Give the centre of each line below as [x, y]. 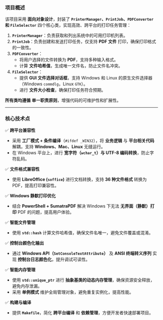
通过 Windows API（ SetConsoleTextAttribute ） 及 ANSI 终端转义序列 [82, 253]
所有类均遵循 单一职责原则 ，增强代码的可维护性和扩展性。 [63, 100]
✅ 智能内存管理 [20, 270]
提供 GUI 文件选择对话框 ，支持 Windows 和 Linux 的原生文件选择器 [86, 78]
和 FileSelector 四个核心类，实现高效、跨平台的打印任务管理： [68, 25]
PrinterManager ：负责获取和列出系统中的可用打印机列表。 [70, 35]
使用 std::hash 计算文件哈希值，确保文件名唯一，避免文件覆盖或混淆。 [83, 232]
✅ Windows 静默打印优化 [31, 195]
